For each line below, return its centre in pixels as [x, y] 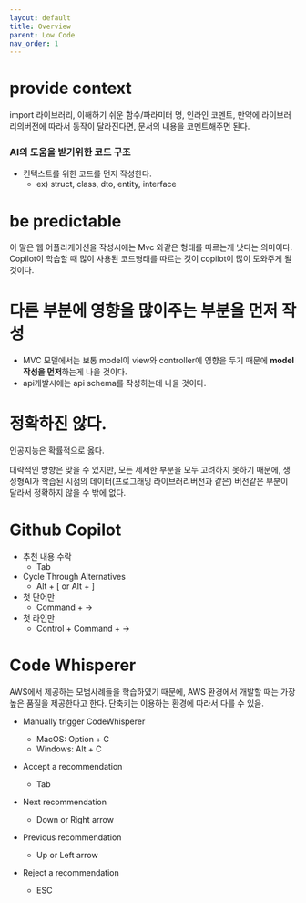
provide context [71, 89]
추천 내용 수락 [47, 557]
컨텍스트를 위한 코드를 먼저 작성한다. [87, 173]
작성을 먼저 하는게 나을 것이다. [75, 372]
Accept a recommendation [72, 767]
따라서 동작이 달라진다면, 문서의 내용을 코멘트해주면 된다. [149, 126]
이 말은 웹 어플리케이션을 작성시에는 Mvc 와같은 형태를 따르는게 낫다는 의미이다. [151, 247]
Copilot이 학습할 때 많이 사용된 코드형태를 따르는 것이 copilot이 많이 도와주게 [146, 259]
